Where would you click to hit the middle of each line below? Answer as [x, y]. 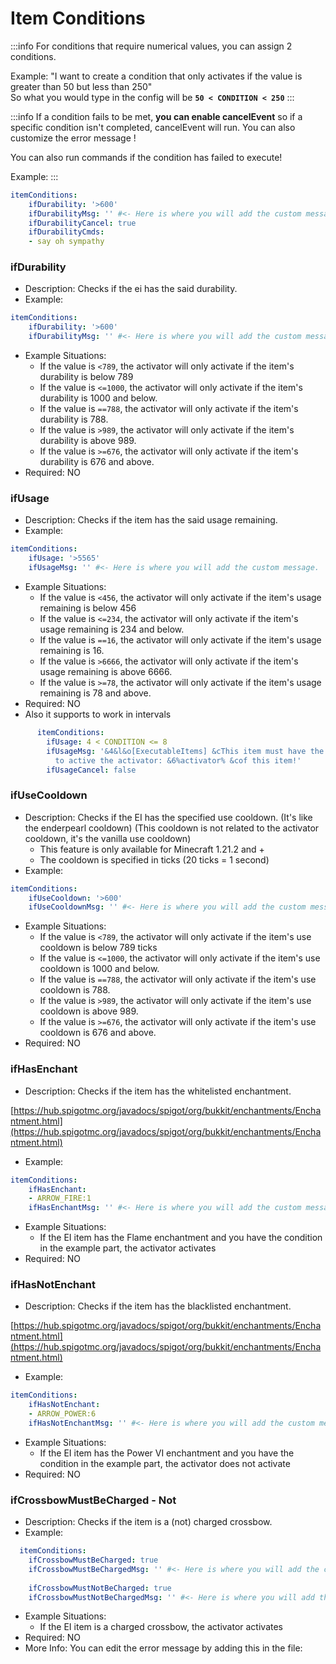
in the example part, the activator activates [128, 1248]
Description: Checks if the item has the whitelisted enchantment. [158, 1091]
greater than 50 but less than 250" [81, 86]
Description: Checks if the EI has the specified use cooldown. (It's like [168, 817]
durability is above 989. [88, 441]
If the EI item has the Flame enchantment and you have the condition [181, 1238]
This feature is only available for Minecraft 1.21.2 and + [152, 849]
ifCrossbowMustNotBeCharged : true [100, 1588]
